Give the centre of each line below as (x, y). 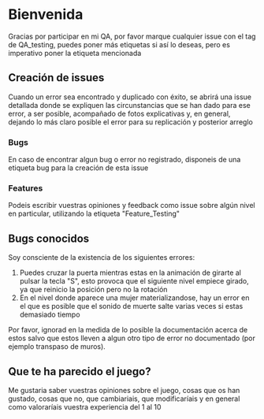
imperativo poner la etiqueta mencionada (75, 53)
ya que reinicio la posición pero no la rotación (93, 290)
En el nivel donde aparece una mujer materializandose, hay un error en (134, 298)
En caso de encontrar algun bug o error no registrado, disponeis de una (125, 160)
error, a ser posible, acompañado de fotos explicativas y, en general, (119, 113)
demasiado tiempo (50, 315)
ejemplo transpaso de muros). (57, 347)
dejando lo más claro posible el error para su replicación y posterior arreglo (131, 122)
